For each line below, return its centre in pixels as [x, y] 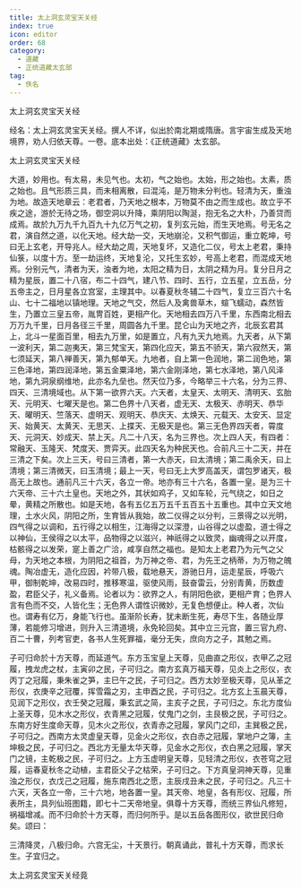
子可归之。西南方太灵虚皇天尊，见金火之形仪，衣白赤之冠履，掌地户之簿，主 [150, 736]
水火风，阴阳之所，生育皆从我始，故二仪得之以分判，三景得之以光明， [162, 515]
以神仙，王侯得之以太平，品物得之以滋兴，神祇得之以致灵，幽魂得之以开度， [150, 538]
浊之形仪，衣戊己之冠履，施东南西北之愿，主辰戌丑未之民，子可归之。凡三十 [150, 781]
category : [28, 51]
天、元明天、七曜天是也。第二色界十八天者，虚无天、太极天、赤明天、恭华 [146, 403]
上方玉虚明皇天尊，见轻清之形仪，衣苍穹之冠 [209, 758]
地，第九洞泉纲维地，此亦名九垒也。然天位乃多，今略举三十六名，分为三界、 [150, 381]
